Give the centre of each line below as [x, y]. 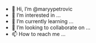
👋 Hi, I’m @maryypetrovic [42, 9]
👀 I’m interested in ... [36, 15]
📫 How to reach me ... [38, 34]
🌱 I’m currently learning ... [42, 21]
